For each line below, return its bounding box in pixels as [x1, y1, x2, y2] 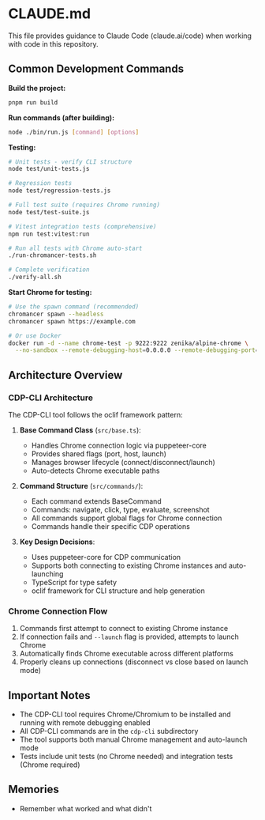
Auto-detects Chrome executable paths [31, 466, 160, 475]
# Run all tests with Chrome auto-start [8, 244, 144, 252]
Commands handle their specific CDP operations [31, 521, 191, 531]
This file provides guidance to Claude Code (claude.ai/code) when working [8, 31, 252, 40]
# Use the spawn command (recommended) [8, 303, 140, 311]
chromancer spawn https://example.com [8, 317, 136, 325]
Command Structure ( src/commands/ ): [19, 481, 144, 490]
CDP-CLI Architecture [8, 392, 93, 403]
